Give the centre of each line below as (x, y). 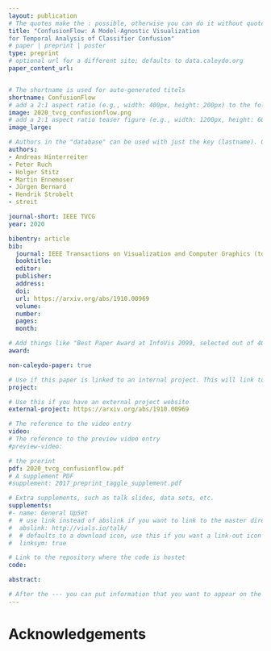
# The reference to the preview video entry (84, 439)
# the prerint (32, 461)
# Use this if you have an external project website (99, 402)
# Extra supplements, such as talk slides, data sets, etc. (112, 498)
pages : (27, 321)
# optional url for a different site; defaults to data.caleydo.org (126, 61)
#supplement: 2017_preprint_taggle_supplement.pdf (95, 484)
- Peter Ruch (30, 165)
